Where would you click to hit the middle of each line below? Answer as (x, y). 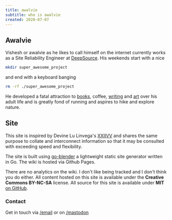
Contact (16, 201)
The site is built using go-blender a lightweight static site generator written (84, 156)
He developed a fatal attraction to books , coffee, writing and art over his (81, 96)
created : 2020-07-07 (27, 19)
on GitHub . (17, 188)
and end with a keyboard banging (41, 77)
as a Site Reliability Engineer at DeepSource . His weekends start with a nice (85, 58)
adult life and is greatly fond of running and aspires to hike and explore (80, 102)
